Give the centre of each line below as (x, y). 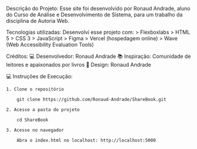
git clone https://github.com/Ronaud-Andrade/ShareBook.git (91, 99)
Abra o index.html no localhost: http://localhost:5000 (86, 140)
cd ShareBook (33, 120)
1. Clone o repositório (35, 89)
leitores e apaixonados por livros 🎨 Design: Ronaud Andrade (79, 65)
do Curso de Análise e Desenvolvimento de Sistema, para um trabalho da (94, 15)
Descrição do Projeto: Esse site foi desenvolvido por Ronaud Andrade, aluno (98, 8)
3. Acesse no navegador (35, 130)
